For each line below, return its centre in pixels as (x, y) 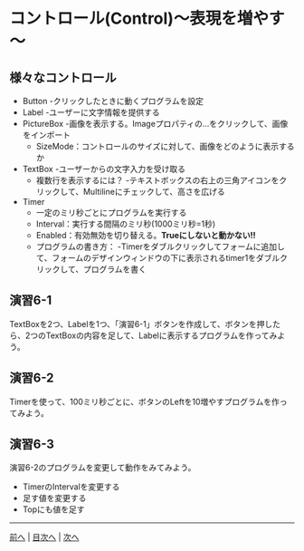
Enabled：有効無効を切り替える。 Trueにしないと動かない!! (146, 235)
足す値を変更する (54, 498)
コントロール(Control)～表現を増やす (147, 19)
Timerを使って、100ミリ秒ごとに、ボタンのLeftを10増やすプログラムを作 (145, 401)
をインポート (46, 135)
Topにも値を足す (53, 509)
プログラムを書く (115, 269)
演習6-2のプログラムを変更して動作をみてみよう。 (103, 468)
